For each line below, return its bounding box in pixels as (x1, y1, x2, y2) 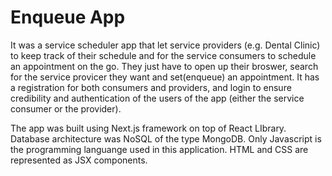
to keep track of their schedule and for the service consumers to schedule (10, 49, 317, 61)
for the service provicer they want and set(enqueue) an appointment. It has (10, 71, 320, 83)
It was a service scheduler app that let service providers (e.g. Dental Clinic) (10, 39, 321, 51)
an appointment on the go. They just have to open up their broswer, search (10, 60, 319, 72)
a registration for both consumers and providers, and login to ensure (10, 81, 292, 93)
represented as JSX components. (10, 154, 148, 166)
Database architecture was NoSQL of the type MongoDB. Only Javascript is (10, 132, 322, 145)
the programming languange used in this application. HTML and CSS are (10, 143, 309, 155)
